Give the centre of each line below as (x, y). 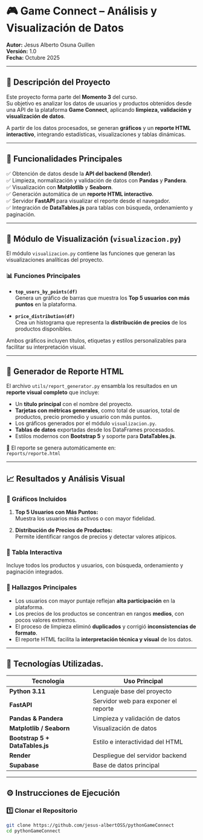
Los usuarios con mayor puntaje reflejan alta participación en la (95, 601)
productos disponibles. (43, 329)
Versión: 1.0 (21, 51)
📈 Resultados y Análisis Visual (66, 478)
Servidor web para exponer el (135, 701)
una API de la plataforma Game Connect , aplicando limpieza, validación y (99, 109)
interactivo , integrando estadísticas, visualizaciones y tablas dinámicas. (96, 134)
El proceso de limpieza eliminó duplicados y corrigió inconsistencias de (105, 626)
